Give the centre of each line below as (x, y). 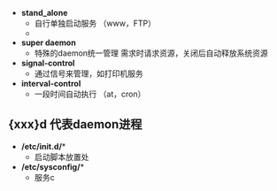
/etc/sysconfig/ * (53, 166)
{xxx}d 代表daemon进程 (75, 124)
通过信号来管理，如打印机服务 (88, 73)
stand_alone (44, 13)
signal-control (48, 63)
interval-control (51, 84)
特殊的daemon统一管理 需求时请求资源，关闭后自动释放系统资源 (151, 53)
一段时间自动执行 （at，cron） (90, 94)
